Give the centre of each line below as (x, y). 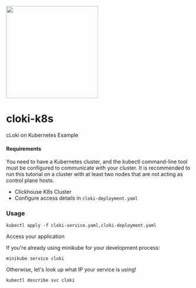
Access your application (35, 236)
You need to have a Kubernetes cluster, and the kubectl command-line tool (97, 162)
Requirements (24, 148)
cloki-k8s (30, 119)
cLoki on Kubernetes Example (42, 135)
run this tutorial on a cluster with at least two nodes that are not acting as (95, 174)
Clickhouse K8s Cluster (43, 192)
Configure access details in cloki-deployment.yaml (76, 198)
